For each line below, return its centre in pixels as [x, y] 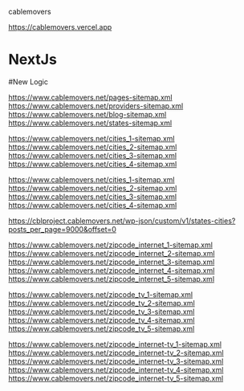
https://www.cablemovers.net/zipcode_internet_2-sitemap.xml [112, 253]
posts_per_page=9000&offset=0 [62, 229]
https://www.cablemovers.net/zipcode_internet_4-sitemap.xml [112, 270]
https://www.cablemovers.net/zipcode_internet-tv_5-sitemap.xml [116, 378]
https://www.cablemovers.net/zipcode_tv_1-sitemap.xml [101, 294]
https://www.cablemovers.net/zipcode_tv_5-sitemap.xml [102, 328]
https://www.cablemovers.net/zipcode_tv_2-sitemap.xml [102, 303]
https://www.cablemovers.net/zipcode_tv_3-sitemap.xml [102, 312]
